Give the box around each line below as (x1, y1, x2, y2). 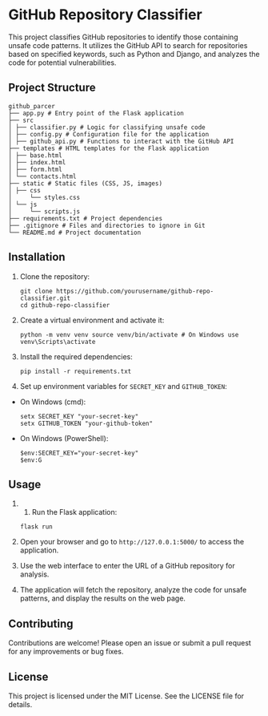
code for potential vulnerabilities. (8, 58, 117, 67)
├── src (8, 116, 34, 124)
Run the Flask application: (31, 508, 118, 517)
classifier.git (19, 294, 71, 302)
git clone (19, 287, 54, 295)
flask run (19, 523, 54, 531)
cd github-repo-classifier (19, 301, 110, 309)
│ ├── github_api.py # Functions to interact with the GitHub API (8, 137, 234, 145)
